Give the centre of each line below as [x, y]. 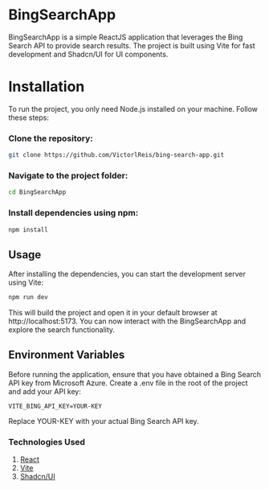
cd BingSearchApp [37, 192]
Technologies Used [47, 442]
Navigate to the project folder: [68, 175]
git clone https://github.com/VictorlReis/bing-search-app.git [116, 155]
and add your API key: [45, 391]
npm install [28, 230]
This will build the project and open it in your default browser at [113, 313]
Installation [47, 87]
